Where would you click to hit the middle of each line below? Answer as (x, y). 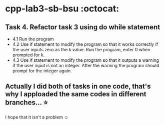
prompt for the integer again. (42, 71)
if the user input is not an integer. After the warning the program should (86, 65)
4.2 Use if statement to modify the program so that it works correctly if (85, 44)
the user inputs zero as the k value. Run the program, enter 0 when (81, 50)
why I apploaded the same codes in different (76, 94)
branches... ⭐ (27, 103)
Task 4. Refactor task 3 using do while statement (83, 27)
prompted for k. (28, 55)
